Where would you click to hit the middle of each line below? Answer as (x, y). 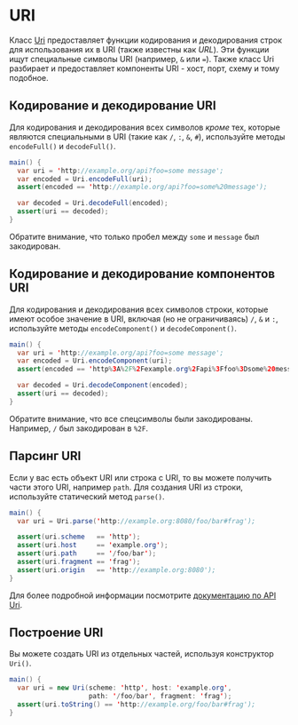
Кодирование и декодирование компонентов (142, 274)
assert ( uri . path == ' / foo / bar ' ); (87, 554)
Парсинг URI (45, 456)
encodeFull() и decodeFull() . (63, 146)
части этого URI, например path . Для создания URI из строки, (126, 487)
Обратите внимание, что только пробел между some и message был (134, 236)
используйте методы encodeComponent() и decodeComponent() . (123, 328)
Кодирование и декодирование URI (113, 106)
